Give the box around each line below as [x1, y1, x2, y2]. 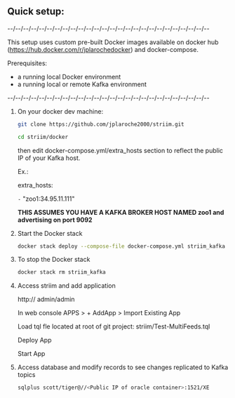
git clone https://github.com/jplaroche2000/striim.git [17, 121, 184, 128]
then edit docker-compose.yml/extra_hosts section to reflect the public [17, 146, 223, 154]
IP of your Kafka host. [17, 154, 81, 162]
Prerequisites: [7, 59, 48, 67]
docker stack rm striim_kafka [17, 269, 107, 276]
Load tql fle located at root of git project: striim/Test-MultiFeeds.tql [17, 322, 210, 331]
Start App [17, 350, 46, 358]
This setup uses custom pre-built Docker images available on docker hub [7, 38, 219, 46]
